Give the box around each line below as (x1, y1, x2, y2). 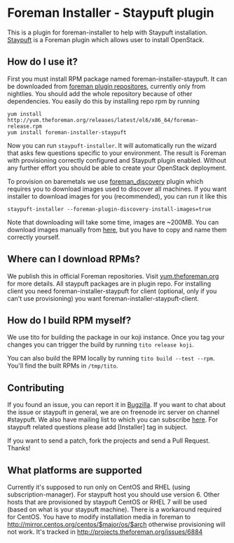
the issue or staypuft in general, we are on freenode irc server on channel (7, 408, 220, 417)
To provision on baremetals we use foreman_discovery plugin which (7, 177, 204, 185)
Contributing (7, 382, 64, 394)
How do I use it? (7, 56, 78, 68)
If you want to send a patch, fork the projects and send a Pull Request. (7, 436, 210, 445)
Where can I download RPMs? (7, 253, 140, 265)
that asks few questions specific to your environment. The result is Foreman (7, 149, 226, 157)
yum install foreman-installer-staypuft (7, 128, 128, 136)
